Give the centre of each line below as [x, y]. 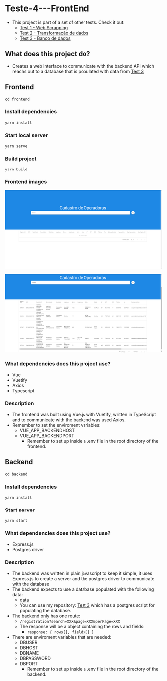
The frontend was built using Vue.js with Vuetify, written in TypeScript [84, 414]
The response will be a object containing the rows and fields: [82, 626]
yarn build [16, 170]
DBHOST [29, 647]
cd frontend [17, 99]
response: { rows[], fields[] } [61, 632]
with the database [31, 584]
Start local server [27, 135]
